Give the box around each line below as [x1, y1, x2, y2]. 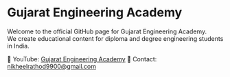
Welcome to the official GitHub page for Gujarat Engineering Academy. [7, 27, 207, 35]
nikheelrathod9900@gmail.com [7, 62, 97, 70]
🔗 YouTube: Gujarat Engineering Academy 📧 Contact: [7, 55, 157, 63]
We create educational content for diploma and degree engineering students [7, 34, 224, 42]
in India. [7, 42, 30, 50]
